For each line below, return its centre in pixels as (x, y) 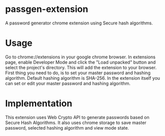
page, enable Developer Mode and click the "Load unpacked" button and (80, 62)
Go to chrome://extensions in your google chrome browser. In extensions (80, 57)
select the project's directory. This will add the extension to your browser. (81, 67)
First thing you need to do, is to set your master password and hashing (78, 73)
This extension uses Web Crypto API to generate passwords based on (77, 117)
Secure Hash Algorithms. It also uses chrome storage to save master (76, 123)
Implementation (39, 104)
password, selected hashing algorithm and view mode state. (67, 128)
